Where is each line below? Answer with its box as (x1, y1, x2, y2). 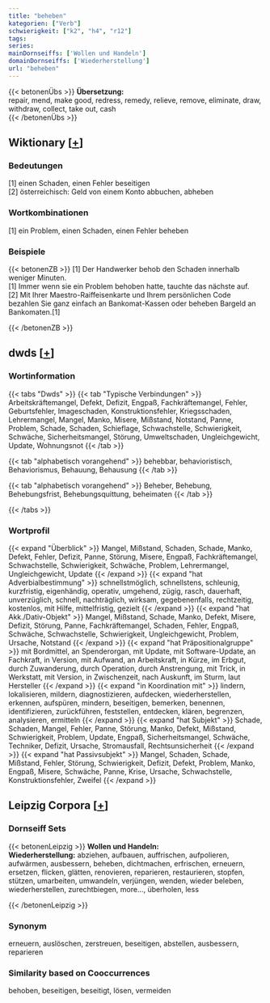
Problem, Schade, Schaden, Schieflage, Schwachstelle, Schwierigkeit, (8, 423, 243, 433)
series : (8, 42, 35, 50)
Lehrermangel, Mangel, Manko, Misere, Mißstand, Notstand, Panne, (8, 414, 234, 425)
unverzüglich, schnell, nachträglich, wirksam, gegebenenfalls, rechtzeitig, (8, 595, 254, 605)
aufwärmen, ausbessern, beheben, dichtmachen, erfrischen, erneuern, (8, 858, 245, 868)
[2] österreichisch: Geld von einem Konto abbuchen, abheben (8, 187, 214, 197)
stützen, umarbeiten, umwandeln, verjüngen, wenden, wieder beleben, (8, 875, 244, 886)
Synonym (8, 920, 47, 931)
